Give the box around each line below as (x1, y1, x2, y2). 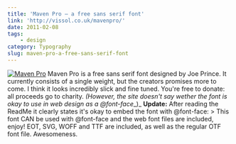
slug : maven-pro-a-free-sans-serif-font (7, 50, 129, 57)
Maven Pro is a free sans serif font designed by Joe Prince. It (47, 69, 227, 78)
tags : (7, 30, 23, 38)
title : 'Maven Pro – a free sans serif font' (7, 10, 144, 18)
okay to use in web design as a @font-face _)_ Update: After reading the (7, 99, 219, 108)
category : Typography (7, 43, 72, 50)
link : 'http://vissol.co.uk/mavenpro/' (7, 17, 126, 24)
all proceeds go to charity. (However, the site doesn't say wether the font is (7, 92, 227, 100)
